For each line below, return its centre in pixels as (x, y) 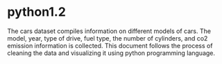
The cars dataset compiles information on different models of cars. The (109, 31)
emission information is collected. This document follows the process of (110, 45)
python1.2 (36, 12)
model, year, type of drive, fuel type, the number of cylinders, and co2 (108, 38)
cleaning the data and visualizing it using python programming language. (111, 53)
